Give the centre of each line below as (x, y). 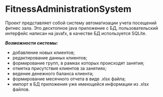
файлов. (21, 89)
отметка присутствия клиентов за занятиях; (59, 68)
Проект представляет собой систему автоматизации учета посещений (81, 23)
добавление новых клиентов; (44, 52)
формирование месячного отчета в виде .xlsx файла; (69, 79)
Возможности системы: (32, 43)
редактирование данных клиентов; (50, 57)
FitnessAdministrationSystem (68, 9)
